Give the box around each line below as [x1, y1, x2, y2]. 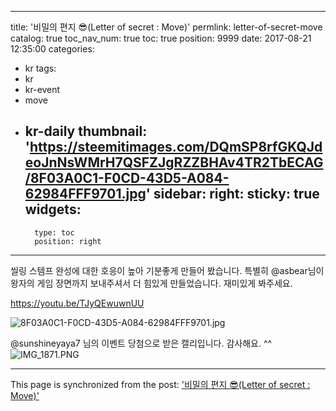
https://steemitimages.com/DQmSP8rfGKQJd [29, 139, 323, 156]
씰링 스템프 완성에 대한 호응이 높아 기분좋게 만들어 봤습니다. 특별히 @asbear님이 [10, 264, 325, 276]
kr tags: [24, 62, 57, 74]
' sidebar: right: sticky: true [145, 186, 320, 203]
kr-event [24, 84, 61, 95]
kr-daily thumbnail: [24, 123, 148, 140]
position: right [34, 236, 102, 246]
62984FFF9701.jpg [24, 186, 147, 203]
